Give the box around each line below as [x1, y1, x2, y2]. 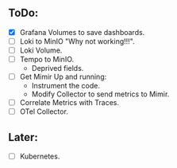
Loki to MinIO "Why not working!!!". [19, 36, 135, 46]
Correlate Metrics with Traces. [19, 98, 120, 107]
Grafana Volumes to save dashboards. [19, 27, 145, 37]
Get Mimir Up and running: [19, 72, 107, 82]
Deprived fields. [31, 64, 84, 73]
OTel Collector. [19, 107, 69, 116]
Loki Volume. [19, 45, 63, 55]
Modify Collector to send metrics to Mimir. [31, 89, 170, 99]
